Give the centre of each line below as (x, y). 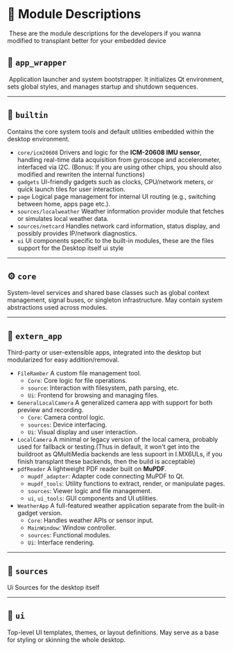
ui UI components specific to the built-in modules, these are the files (115, 240)
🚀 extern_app (35, 336)
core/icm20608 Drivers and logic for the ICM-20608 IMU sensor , (110, 152)
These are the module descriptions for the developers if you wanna (105, 33)
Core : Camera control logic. (66, 418)
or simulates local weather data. (63, 218)
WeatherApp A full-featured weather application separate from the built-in (121, 506)
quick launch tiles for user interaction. (71, 189)
